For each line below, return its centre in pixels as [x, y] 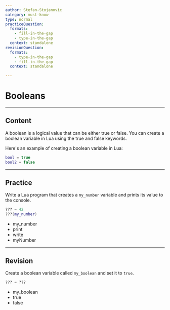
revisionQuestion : [25, 48]
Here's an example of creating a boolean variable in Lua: [64, 148]
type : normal [19, 19]
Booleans [25, 96]
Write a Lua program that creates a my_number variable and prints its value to [84, 195]
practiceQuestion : [25, 24]
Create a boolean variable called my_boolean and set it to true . [70, 273]
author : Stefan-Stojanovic [34, 10]
